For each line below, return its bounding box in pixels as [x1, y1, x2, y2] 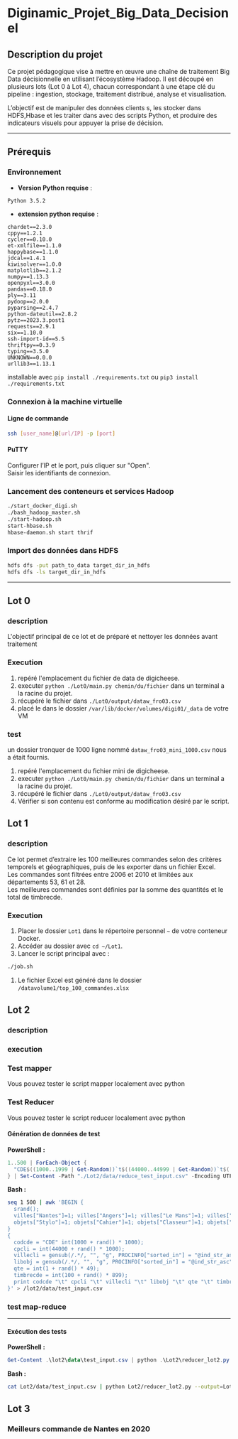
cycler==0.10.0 [7, 236, 52, 243]
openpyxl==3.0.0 [7, 279, 55, 286]
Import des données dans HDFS [7, 546, 119, 556]
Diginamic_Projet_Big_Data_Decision [7, 5, 229, 21]
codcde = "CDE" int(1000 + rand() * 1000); [13, 1239, 144, 1246]
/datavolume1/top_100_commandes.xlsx [17, 984, 130, 992]
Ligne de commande [7, 414, 69, 423]
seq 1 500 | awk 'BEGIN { [7, 1199, 84, 1206]
